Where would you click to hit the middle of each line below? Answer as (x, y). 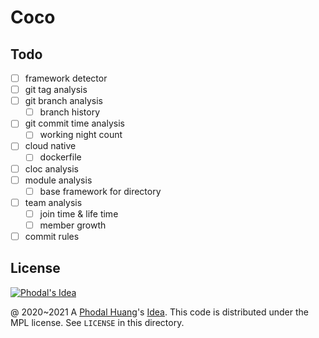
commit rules (52, 236)
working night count (81, 135)
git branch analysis (63, 101)
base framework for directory (100, 191)
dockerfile (60, 157)
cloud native (50, 146)
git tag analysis (56, 90)
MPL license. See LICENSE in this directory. (97, 322)
